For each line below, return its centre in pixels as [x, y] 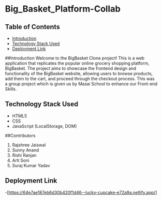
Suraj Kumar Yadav [31, 165]
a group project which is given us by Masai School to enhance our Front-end [81, 84]
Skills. [11, 89]
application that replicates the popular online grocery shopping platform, [77, 63]
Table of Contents [33, 27]
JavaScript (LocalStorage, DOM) [44, 126]
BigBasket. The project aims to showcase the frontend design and [71, 68]
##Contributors [20, 135]
